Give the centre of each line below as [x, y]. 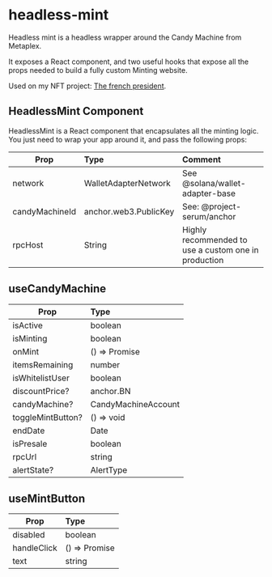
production [203, 260]
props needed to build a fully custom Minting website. [98, 70]
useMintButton [47, 498]
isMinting [30, 338]
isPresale [30, 443]
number [105, 364]
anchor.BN [110, 391]
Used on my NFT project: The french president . [87, 86]
